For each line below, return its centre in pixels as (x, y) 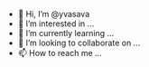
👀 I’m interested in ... (56, 24)
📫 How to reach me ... (60, 53)
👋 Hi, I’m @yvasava (54, 14)
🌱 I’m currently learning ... (66, 33)
